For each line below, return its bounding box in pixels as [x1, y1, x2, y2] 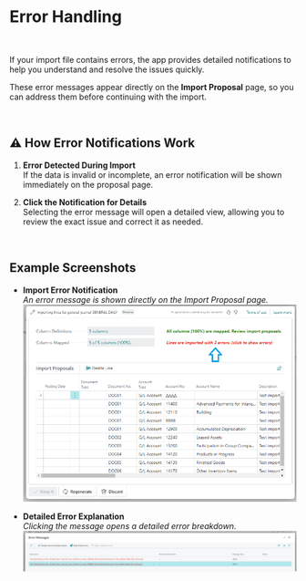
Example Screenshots [9, 260, 137, 275]
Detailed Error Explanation [22, 511, 125, 522]
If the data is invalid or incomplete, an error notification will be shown [22, 169, 282, 180]
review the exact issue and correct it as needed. [22, 216, 203, 227]
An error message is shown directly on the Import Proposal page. [22, 294, 269, 305]
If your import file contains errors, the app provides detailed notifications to [9, 54, 291, 65]
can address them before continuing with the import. [9, 91, 208, 102]
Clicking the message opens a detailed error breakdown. [22, 521, 237, 532]
